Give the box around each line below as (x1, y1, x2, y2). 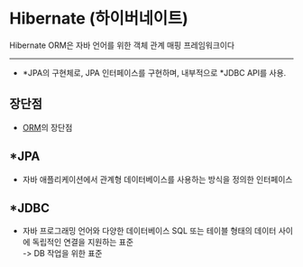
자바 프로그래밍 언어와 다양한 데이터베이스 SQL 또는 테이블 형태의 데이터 (22, 226, 277, 236)
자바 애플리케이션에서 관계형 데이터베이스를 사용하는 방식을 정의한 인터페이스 (22, 173, 293, 185)
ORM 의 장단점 (22, 122, 73, 133)
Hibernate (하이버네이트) (9, 8, 189, 29)
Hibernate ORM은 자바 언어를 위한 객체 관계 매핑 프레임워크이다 (9, 40, 235, 51)
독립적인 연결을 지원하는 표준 (32, 236, 133, 248)
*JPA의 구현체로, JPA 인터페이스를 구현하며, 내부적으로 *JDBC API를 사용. (22, 67, 287, 78)
